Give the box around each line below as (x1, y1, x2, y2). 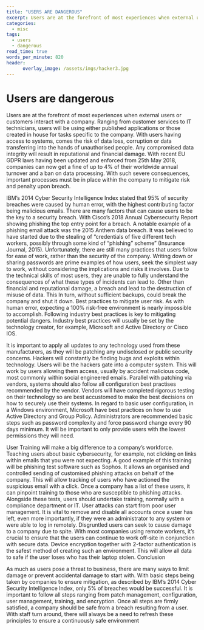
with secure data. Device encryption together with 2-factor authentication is (6, 541, 196, 548)
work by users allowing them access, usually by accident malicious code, (6, 368, 190, 375)
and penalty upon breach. (6, 183, 71, 190)
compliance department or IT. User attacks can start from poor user (6, 502, 176, 509)
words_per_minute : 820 (6, 54, 64, 60)
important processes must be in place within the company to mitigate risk (6, 176, 190, 183)
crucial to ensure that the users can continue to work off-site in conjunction (6, 534, 195, 541)
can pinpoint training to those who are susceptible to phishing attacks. (6, 489, 182, 496)
